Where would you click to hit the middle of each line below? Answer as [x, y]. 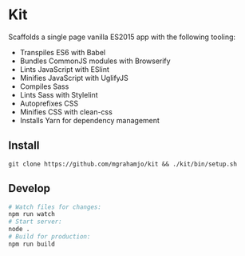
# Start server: [35, 222]
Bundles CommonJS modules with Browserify [95, 61]
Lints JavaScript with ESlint [64, 69]
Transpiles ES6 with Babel [63, 52]
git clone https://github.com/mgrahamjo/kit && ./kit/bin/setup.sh [123, 164]
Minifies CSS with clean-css [66, 112]
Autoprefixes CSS [49, 103]
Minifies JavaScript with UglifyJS [74, 78]
